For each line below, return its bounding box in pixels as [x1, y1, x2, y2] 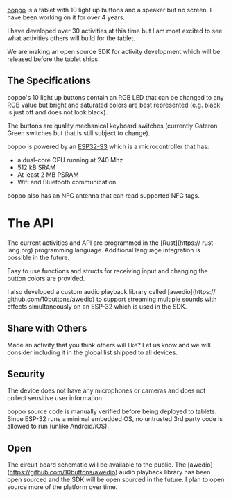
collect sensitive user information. [7, 394, 104, 402]
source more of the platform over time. [7, 483, 118, 491]
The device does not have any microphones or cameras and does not [7, 386, 206, 395]
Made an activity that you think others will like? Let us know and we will [7, 341, 211, 349]
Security [7, 368, 45, 380]
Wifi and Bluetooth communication [17, 178, 117, 186]
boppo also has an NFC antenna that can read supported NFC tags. [7, 191, 200, 200]
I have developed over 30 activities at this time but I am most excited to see [7, 27, 223, 35]
